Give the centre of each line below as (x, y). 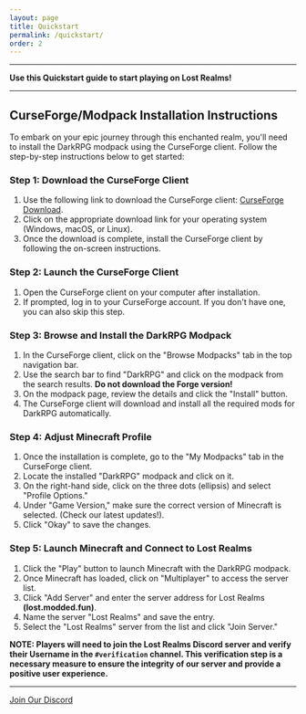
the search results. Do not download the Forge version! (127, 383)
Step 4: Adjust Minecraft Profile (81, 436)
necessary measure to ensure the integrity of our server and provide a (145, 664)
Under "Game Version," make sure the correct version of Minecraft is (152, 505)
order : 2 (26, 43)
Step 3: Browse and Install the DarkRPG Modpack (121, 335)
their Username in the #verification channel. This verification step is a (146, 654)
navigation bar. (51, 364)
